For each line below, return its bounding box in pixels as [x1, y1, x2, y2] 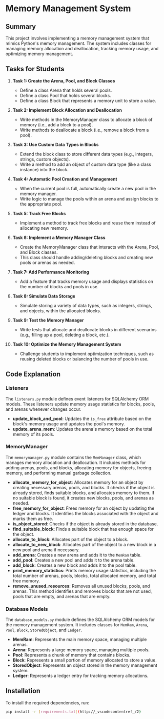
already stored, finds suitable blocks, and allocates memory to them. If [12, 490, 155, 496]
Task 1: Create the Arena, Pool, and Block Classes [12, 78, 115, 83]
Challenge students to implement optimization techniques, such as [20, 351, 154, 357]
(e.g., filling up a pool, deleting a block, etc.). [20, 332, 110, 338]
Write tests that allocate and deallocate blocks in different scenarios [20, 326, 157, 332]
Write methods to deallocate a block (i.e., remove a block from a [20, 127, 149, 133]
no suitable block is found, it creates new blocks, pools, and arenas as [12, 495, 154, 500]
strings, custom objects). [20, 156, 70, 162]
